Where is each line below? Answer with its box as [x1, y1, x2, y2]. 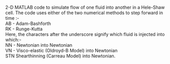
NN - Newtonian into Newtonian [5, 42, 73, 48]
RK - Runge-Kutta [5, 26, 42, 32]
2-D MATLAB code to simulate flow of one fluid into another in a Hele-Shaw [5, 5, 165, 10]
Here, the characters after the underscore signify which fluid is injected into [5, 31, 165, 37]
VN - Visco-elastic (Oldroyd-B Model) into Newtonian [5, 48, 118, 53]
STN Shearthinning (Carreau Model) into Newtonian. [5, 53, 116, 59]
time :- [5, 15, 19, 21]
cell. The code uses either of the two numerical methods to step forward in [5, 10, 163, 16]
